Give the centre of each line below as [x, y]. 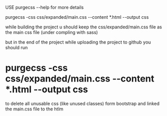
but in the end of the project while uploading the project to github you [78, 42]
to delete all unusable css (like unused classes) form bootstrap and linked [82, 103]
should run [17, 47]
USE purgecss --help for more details [45, 7]
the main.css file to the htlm [34, 109]
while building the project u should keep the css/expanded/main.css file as [84, 27]
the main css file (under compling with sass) [52, 32]
